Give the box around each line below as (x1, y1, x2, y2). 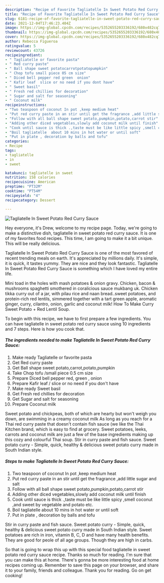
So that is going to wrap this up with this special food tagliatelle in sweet (5, 547, 150, 553)
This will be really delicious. (5, 240, 61, 246)
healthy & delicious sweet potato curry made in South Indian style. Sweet (5, 527, 152, 533)
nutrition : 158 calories (5, 175, 56, 180)
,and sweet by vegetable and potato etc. (12, 502, 94, 508)
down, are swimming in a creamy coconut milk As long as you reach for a (5, 416, 152, 422)
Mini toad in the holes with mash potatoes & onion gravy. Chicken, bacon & (5, 280, 156, 286)
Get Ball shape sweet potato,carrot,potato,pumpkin (12, 365, 115, 371)
